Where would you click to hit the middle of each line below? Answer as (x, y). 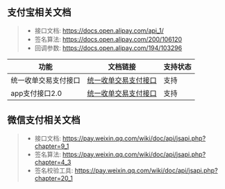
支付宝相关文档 (39, 13)
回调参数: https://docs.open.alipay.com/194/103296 (108, 48)
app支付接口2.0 (36, 93)
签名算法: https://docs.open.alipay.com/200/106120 (108, 39)
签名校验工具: (54, 170)
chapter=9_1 (52, 146)
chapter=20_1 (53, 178)
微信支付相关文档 (44, 120)
